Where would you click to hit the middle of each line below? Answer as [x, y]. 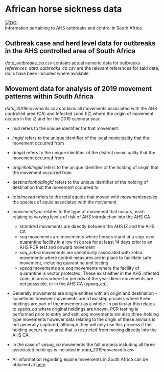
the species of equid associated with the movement [64, 202]
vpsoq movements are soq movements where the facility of [79, 268]
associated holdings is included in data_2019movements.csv [73, 349]
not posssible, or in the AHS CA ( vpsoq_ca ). [64, 284]
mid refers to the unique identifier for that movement [65, 128]
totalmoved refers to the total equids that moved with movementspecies [85, 197]
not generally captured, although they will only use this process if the [82, 324]
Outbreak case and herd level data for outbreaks [80, 43]
